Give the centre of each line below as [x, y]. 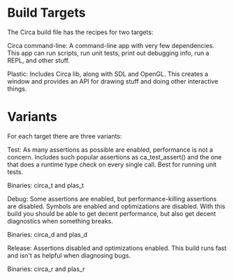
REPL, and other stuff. [38, 60]
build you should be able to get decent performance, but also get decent [112, 213]
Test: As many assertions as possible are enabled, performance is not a [110, 149]
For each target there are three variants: [65, 136]
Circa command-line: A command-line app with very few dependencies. [111, 45]
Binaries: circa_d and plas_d [47, 234]
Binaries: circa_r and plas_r [46, 269]
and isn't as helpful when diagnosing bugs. [69, 255]
